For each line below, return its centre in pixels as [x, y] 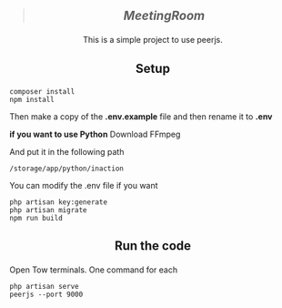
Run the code [153, 246]
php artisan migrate [49, 210]
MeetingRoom [164, 16]
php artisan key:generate [58, 202]
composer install [42, 91]
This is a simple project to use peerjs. [153, 40]
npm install [32, 99]
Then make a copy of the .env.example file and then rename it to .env [141, 116]
